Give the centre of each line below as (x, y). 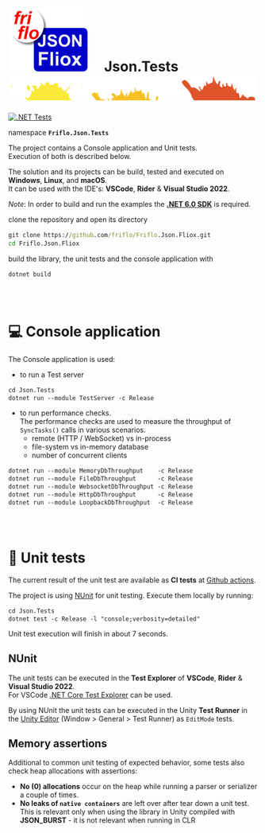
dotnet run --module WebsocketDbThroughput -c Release (101, 487)
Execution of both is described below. (70, 157)
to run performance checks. (65, 413)
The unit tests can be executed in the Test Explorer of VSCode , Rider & (125, 678)
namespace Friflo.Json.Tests (59, 133)
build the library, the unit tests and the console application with (111, 259)
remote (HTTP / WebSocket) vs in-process (102, 438)
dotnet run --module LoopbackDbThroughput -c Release (101, 502)
